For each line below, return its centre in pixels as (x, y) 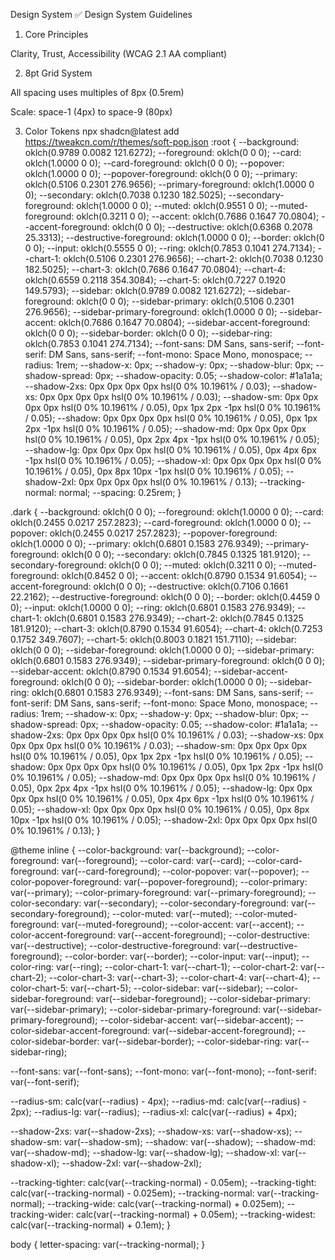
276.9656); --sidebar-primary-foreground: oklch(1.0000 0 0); (151, 312)
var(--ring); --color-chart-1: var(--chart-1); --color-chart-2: (176, 967)
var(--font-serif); (45, 1082)
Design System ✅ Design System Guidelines (101, 14)
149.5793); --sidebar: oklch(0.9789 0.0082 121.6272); (135, 290)
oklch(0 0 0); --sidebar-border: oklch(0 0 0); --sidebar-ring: (148, 333)
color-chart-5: (39, 988)
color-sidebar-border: (55, 1041)
